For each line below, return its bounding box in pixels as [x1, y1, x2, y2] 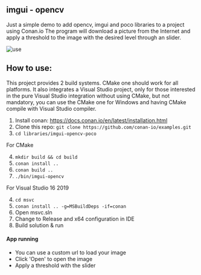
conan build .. [14, 167, 54, 173]
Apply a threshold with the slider [14, 262, 96, 269]
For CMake [6, 141, 34, 148]
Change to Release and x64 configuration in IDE [14, 215, 135, 222]
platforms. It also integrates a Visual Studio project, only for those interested [6, 85, 196, 93]
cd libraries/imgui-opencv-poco [14, 130, 97, 137]
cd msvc [14, 197, 34, 203]
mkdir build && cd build [14, 154, 78, 160]
